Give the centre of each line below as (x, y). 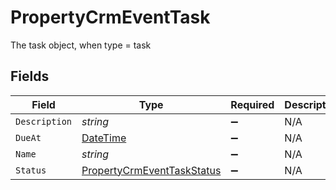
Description (44, 121)
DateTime (104, 138)
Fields (30, 76)
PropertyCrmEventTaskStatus (151, 170)
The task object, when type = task (81, 45)
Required (252, 104)
